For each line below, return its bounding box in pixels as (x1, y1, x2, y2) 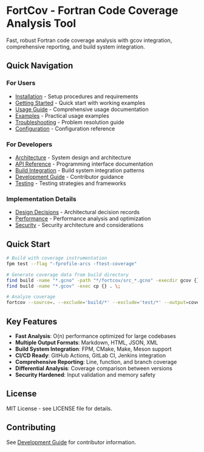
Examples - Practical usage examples (15, 112, 109, 119)
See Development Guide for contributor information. (6, 438, 137, 446)
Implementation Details (6, 195, 77, 203)
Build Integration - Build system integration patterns (15, 166, 144, 174)
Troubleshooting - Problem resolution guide (15, 118, 124, 126)
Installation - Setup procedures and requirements (15, 92, 138, 100)
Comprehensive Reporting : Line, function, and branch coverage (15, 358, 177, 365)
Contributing (6, 422, 56, 433)
